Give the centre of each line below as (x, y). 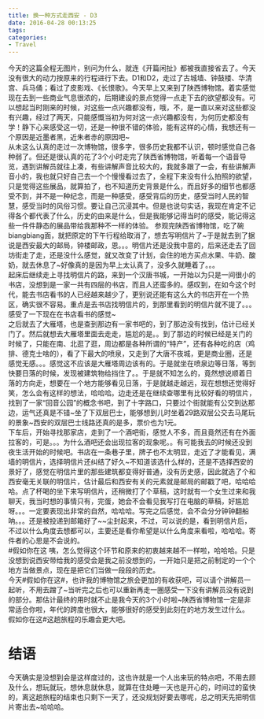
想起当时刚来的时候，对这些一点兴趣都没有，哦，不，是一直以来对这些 (128, 108)
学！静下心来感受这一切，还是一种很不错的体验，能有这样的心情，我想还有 (128, 128)
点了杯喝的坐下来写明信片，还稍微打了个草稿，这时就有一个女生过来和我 (139, 491)
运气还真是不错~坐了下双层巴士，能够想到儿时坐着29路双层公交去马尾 (135, 413)
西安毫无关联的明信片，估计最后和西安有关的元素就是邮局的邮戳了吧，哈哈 (128, 482)
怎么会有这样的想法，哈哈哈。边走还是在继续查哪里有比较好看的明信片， (139, 393)
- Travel (22, 45)
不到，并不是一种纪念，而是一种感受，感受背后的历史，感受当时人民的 (128, 196)
